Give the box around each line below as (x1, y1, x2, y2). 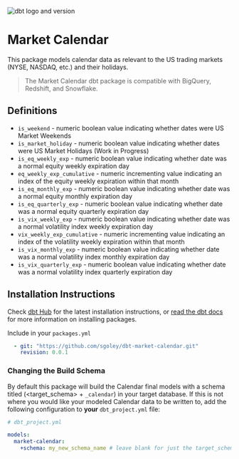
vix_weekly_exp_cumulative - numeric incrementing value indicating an (17, 229, 225, 238)
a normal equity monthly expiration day (17, 192, 133, 200)
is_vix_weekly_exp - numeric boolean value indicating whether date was (17, 215, 230, 223)
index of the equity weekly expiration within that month (17, 177, 179, 185)
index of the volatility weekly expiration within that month (17, 237, 185, 246)
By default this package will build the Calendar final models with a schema (7, 382, 225, 391)
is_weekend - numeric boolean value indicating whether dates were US (17, 123, 224, 132)
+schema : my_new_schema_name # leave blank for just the (20, 445, 193, 452)
